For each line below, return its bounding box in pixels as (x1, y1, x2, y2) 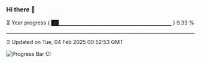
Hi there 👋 (6, 5, 36, 14)
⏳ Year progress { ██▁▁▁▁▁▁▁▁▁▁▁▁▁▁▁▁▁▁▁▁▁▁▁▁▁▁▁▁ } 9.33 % (6, 19, 194, 26)
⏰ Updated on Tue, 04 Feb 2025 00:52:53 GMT (6, 39, 124, 46)
